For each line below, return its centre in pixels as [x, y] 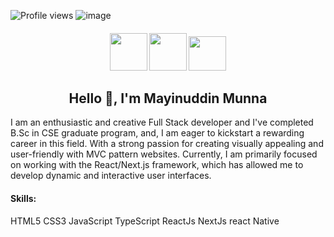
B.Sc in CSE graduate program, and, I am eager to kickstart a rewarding [157, 133]
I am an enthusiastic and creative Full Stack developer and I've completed [162, 122]
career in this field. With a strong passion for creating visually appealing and [167, 144]
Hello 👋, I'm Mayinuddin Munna [168, 98]
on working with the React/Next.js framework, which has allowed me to [157, 165]
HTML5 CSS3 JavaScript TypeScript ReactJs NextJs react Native [145, 221]
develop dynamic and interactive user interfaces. [111, 176]
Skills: [23, 198]
